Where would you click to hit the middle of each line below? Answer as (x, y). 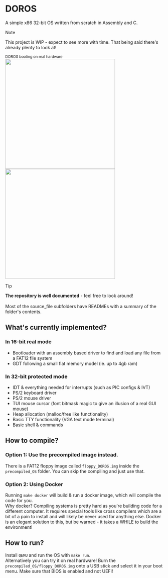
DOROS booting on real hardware (34, 57)
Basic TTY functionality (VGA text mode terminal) (63, 419)
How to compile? (32, 441)
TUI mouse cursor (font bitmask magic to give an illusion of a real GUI (84, 403)
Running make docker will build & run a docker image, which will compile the (83, 495)
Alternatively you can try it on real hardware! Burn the (61, 560)
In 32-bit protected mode (36, 376)
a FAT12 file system (32, 358)
